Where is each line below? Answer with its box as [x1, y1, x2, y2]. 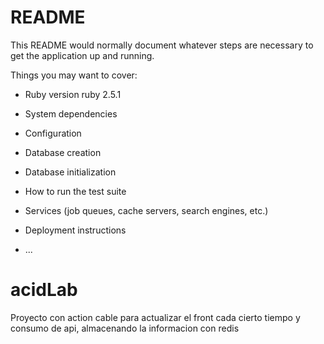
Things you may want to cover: [10, 69, 138, 81]
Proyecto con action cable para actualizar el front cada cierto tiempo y [10, 311, 301, 323]
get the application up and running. [10, 49, 155, 61]
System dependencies [24, 107, 118, 120]
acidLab [10, 279, 78, 301]
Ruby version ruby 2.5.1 [24, 88, 122, 100]
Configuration [24, 127, 82, 139]
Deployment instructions [24, 224, 127, 236]
